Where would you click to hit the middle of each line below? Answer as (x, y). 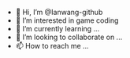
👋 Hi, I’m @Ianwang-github (59, 12)
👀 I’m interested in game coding (67, 20)
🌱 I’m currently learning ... (58, 29)
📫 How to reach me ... (52, 46)
